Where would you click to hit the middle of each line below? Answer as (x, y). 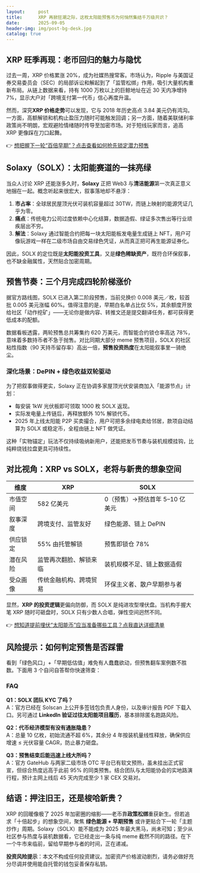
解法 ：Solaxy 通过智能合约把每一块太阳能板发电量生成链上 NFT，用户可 (103, 233)
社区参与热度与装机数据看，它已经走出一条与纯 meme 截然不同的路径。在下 (99, 836)
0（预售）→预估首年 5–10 (141, 499)
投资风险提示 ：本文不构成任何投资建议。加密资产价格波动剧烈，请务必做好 (97, 856)
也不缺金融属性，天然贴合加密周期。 (51, 261)
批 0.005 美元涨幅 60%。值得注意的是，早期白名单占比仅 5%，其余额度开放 (99, 305)
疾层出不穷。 (30, 226)
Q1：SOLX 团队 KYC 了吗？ (40, 700)
